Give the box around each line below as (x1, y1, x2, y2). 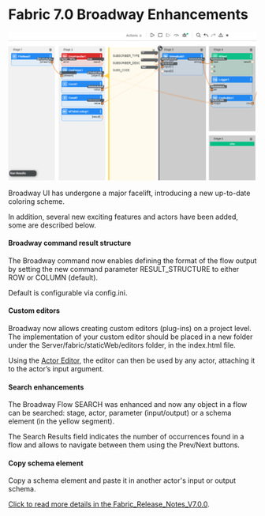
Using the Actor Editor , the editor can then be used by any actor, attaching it (8, 356, 256, 365)
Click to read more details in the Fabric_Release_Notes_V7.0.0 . (8, 499, 211, 509)
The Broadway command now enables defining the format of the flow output (8, 255, 257, 266)
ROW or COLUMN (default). (8, 273, 99, 282)
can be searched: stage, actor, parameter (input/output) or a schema (8, 409, 232, 418)
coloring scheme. (8, 196, 65, 206)
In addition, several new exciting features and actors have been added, (8, 212, 239, 221)
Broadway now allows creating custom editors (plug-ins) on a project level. (8, 324, 252, 333)
